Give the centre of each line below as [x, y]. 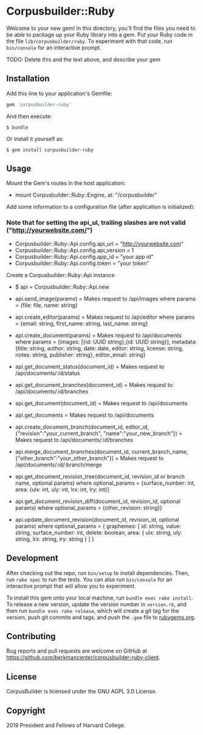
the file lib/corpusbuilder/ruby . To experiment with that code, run [89, 41]
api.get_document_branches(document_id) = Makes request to [94, 385]
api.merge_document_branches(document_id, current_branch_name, [101, 451]
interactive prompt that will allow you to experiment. [71, 586]
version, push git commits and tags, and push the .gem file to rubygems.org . [101, 617]
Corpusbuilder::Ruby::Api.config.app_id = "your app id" [84, 256]
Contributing [31, 636]
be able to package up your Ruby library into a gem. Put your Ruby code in [100, 34]
